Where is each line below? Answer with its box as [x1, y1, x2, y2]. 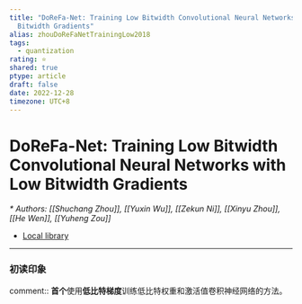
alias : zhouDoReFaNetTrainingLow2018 [9, 30, 151, 39]
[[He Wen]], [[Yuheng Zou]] [9, 213, 111, 224]
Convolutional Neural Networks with [9, 155, 287, 175]
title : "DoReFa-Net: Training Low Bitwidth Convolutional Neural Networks [9, 13, 296, 22]
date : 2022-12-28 [9, 88, 75, 97]
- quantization [17, 47, 75, 56]
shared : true [9, 64, 58, 73]
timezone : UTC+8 [9, 96, 70, 106]
